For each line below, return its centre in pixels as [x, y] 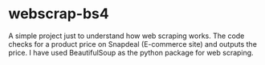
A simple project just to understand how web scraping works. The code [126, 36]
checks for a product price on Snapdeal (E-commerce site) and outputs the [132, 44]
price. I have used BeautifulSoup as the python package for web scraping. [131, 52]
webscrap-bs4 [59, 14]
